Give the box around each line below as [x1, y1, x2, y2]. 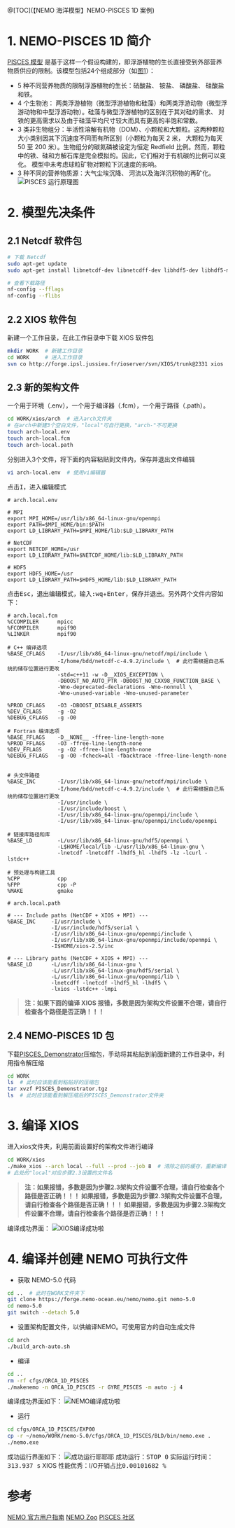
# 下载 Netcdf [7, 253, 47, 261]
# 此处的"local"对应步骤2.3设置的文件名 [7, 1169, 113, 1176]
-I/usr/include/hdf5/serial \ [51, 924, 139, 931]
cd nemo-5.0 [7, 1303, 42, 1310]
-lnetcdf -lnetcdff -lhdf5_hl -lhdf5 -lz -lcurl [57, 849, 201, 856]
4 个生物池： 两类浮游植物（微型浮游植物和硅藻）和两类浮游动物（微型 [17, 99, 222, 107]
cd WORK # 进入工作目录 [7, 354, 83, 361]
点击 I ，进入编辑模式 [7, 482, 66, 491]
